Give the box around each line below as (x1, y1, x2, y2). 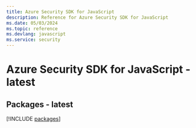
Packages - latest (6, 99, 74, 109)
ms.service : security (6, 37, 61, 43)
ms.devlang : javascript (6, 31, 66, 37)
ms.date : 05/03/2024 (6, 20, 58, 26)
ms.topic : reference (6, 25, 58, 32)
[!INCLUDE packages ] (6, 115, 61, 122)
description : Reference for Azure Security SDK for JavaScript (6, 14, 169, 20)
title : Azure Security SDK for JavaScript (6, 8, 115, 15)
